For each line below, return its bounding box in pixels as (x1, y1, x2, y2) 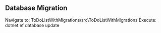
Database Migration (5, 4, 68, 12)
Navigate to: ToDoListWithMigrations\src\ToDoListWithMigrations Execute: (5, 17, 157, 23)
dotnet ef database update (5, 22, 59, 28)
